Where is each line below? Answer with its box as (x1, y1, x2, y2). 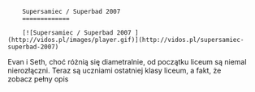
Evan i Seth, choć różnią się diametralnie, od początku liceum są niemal (7, 57, 247, 66)
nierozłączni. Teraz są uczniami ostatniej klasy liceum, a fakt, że (7, 65, 222, 75)
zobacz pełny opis (7, 74, 69, 84)
